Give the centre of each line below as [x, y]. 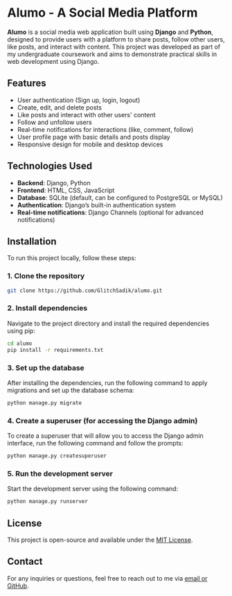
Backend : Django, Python [54, 182]
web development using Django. [53, 61]
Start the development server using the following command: [93, 489]
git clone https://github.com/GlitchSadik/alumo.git [85, 290]
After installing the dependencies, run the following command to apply [107, 382]
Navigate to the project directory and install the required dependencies [108, 323]
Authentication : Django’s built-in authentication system [97, 205]
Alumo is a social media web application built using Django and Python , [110, 32]
